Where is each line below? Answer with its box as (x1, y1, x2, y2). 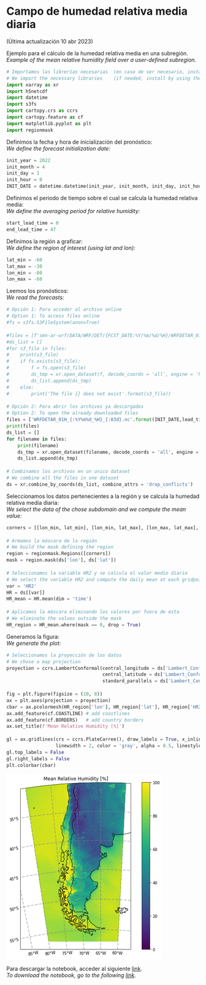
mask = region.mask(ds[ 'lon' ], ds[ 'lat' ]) (6, 557, 116, 563)
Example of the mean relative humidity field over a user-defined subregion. (6, 56, 196, 63)
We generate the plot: (6, 639, 61, 647)
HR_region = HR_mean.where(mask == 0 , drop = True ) (6, 621, 141, 628)
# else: (6, 384, 34, 391)
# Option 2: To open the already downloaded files (6, 410, 139, 416)
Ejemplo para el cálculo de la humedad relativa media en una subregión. (6, 49, 188, 56)
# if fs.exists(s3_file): (6, 358, 81, 365)
